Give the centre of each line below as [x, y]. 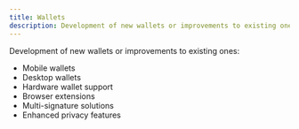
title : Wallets [37, 17]
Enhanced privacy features [72, 115]
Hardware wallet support [68, 87]
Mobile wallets [48, 68]
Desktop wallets [52, 77]
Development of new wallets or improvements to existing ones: [125, 50]
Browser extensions [58, 96]
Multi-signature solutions [68, 105]
